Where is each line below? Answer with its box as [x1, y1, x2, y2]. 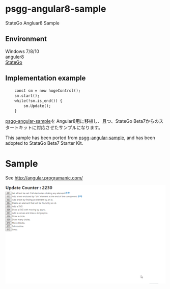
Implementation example [5, 74, 86, 83]
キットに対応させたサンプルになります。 [18, 124, 103, 130]
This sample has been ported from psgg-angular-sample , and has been [5, 135, 155, 141]
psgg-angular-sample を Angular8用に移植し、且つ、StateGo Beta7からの [5, 118, 159, 124]
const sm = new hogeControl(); [14, 88, 81, 93]
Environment [5, 35, 47, 43]
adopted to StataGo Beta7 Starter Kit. [5, 140, 83, 146]
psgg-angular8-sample [5, 3, 106, 15]
